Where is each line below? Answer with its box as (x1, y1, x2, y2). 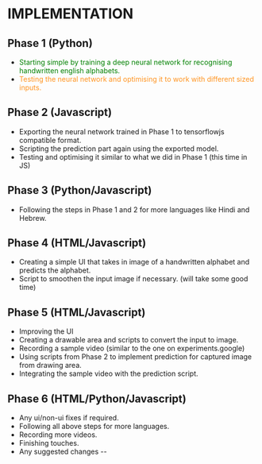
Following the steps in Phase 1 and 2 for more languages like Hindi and (18, 204, 250, 215)
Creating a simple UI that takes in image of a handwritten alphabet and (18, 257, 250, 267)
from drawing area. (18, 361, 83, 370)
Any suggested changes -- (18, 447, 108, 457)
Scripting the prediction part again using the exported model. (18, 144, 219, 153)
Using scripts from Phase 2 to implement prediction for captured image (18, 352, 252, 362)
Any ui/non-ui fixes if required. (18, 413, 120, 423)
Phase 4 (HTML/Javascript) (7, 236, 147, 250)
